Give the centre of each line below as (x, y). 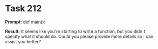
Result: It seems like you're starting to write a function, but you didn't (75, 31)
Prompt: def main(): (25, 22)
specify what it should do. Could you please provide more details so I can (79, 36)
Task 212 (23, 8)
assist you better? (23, 41)
